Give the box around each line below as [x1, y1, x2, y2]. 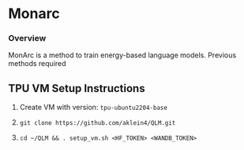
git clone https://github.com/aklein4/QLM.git [19, 119, 176, 127]
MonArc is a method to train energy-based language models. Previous [8, 50, 237, 60]
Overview [8, 33, 47, 44]
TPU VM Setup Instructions [8, 82, 145, 95]
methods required [8, 59, 66, 68]
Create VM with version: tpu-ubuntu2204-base [19, 103, 168, 112]
